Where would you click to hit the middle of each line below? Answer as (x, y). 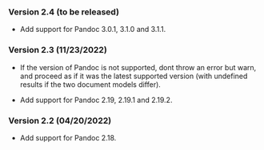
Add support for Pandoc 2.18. (68, 137)
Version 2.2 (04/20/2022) (60, 120)
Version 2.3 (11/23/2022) (58, 50)
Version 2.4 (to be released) (64, 12)
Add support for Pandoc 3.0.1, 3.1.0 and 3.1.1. (93, 30)
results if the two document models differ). (90, 84)
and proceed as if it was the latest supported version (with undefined (134, 76)
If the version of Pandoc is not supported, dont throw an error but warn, (138, 67)
